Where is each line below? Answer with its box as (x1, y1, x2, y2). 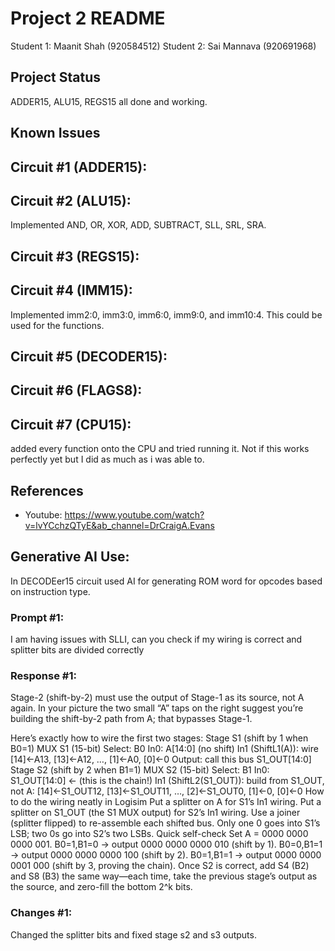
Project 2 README (10, 7, 166, 30)
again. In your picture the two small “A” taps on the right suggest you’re (10, 702, 304, 714)
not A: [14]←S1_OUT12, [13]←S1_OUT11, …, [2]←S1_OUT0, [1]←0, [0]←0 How (10, 785, 325, 797)
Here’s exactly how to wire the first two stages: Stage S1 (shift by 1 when (10, 732, 309, 744)
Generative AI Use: (10, 548, 130, 566)
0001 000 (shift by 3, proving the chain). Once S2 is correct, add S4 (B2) (10, 860, 310, 872)
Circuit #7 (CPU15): (10, 416, 132, 433)
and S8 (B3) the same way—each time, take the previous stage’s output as (10, 870, 318, 882)
